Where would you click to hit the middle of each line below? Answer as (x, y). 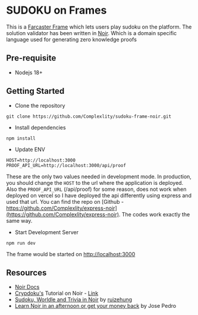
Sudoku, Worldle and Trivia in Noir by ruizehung (73, 300)
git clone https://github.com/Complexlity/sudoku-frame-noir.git (89, 116)
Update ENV (30, 149)
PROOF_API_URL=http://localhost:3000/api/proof (66, 165)
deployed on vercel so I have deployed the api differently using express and (99, 195)
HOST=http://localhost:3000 (41, 160)
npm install (21, 138)
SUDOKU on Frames (56, 10)
